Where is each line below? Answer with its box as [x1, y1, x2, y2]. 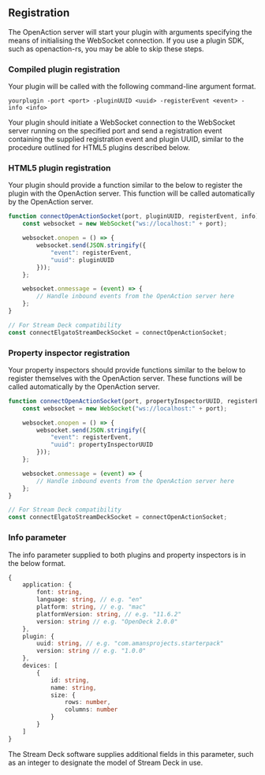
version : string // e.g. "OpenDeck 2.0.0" [36, 617, 178, 626]
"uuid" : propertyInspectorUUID [50, 441, 154, 449]
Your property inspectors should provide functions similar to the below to [8, 365, 246, 374]
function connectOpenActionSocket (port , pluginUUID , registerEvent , [8, 212, 238, 220]
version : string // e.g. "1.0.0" [36, 647, 147, 655]
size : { [50, 691, 77, 699]
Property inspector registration [8, 347, 130, 358]
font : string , [36, 588, 83, 597]
